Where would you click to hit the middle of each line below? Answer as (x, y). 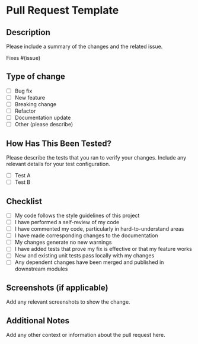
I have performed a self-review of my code (67, 222)
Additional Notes (38, 321)
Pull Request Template (63, 10)
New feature (30, 97)
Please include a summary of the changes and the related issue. (84, 46)
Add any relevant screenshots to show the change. (68, 302)
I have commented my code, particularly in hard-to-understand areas (99, 229)
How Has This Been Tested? (59, 143)
